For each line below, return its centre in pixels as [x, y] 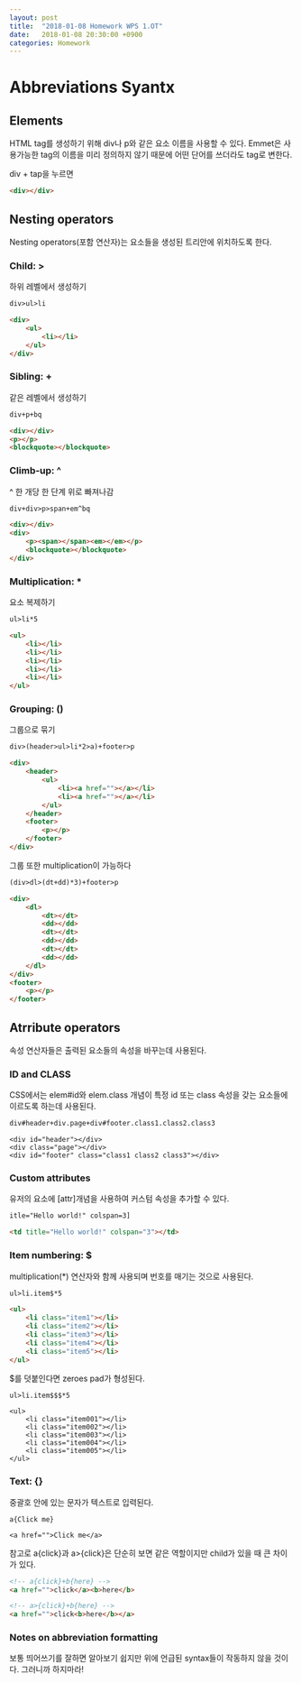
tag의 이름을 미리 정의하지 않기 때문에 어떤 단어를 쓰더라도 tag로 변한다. [166, 155]
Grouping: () [36, 709]
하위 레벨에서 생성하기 [48, 287]
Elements [36, 120]
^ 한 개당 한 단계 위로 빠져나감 [62, 492]
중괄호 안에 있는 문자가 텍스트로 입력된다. [82, 1502]
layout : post [34, 18]
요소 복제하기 [32, 602]
